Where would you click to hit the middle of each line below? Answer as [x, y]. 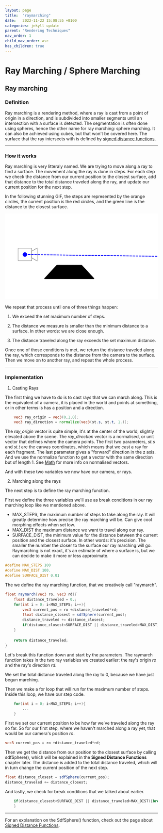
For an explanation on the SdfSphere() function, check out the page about [79, 820]
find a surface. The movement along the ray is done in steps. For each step [80, 171]
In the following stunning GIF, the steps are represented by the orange [75, 196]
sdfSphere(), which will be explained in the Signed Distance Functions [76, 757]
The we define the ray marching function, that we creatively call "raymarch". [81, 585]
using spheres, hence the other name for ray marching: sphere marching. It [80, 128]
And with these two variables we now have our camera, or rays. [69, 472]
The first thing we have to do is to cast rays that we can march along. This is [81, 397]
